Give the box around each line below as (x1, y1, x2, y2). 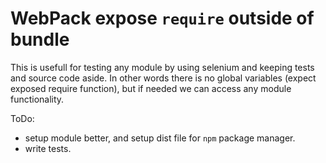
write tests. (24, 142, 72, 154)
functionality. (10, 93, 65, 105)
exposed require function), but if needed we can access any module (10, 82, 292, 94)
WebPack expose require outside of (10, 7, 315, 30)
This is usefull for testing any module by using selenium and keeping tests (10, 61, 315, 73)
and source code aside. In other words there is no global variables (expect (10, 72, 317, 84)
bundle (10, 28, 70, 51)
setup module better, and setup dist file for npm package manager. (24, 132, 296, 144)
